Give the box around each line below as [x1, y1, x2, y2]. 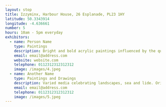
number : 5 [5, 26, 26, 31]
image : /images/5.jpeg [14, 94, 61, 99]
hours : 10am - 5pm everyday [5, 30, 63, 35]
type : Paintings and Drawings [14, 76, 77, 81]
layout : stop [5, 7, 32, 12]
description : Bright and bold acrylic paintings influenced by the [14, 48, 156, 53]
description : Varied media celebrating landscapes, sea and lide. [14, 80, 154, 85]
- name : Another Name [9, 71, 54, 76]
